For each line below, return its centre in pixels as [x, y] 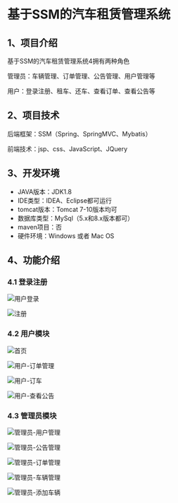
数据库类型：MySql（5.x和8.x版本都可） [75, 218]
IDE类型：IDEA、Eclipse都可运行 [65, 200]
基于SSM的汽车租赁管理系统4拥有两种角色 [69, 61]
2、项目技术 [33, 116]
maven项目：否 [39, 227]
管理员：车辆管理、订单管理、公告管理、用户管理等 [81, 76]
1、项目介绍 [33, 43]
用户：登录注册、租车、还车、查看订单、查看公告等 [81, 91]
